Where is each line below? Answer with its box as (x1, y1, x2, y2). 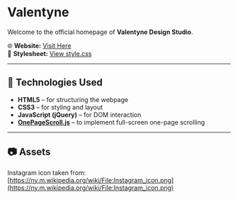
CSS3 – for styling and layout (17, 103, 103, 111)
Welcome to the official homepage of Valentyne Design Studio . (7, 28, 193, 36)
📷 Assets (7, 146, 51, 158)
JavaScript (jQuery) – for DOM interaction (17, 110, 142, 119)
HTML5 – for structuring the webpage (17, 95, 129, 103)
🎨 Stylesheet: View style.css (7, 49, 92, 57)
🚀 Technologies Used (7, 76, 103, 89)
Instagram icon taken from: (7, 168, 86, 177)
